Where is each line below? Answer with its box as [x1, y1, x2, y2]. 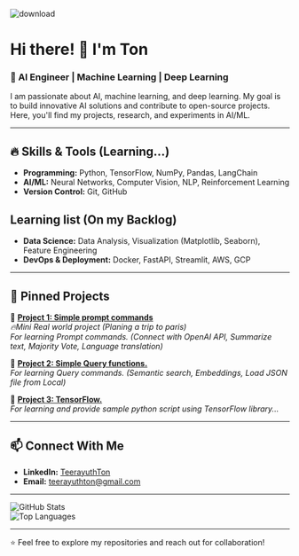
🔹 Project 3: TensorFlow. [10, 394, 103, 404]
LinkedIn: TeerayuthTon [22, 466, 111, 477]
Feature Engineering [22, 245, 98, 256]
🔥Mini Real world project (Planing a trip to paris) [10, 321, 187, 332]
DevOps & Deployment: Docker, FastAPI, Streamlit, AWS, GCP [22, 255, 251, 265]
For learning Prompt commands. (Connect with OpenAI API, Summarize [10, 331, 272, 341]
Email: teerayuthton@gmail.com [22, 475, 141, 487]
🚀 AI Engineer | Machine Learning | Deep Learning [10, 71, 229, 83]
